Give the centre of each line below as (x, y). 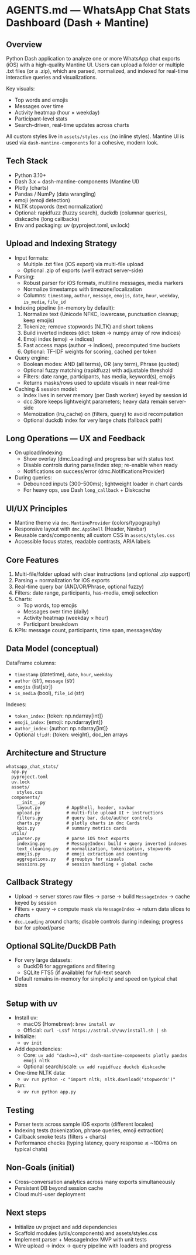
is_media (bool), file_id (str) (49, 693)
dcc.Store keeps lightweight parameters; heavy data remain (95, 401)
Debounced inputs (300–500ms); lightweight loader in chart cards (103, 484)
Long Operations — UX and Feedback (75, 439)
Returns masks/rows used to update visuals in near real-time (97, 382)
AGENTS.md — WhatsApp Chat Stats (98, 10)
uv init (32, 1043)
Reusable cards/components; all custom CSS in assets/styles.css (95, 535)
